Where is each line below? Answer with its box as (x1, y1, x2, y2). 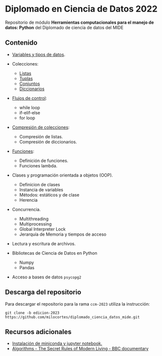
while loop (19, 104, 40, 110)
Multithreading (19, 216, 49, 222)
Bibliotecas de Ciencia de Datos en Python (12, 250, 97, 256)
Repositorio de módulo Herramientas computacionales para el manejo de (5, 19, 154, 25)
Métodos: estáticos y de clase (19, 192, 80, 197)
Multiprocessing (19, 221, 52, 227)
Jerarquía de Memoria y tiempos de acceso (19, 231, 107, 237)
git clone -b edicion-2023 (5, 310, 60, 315)
